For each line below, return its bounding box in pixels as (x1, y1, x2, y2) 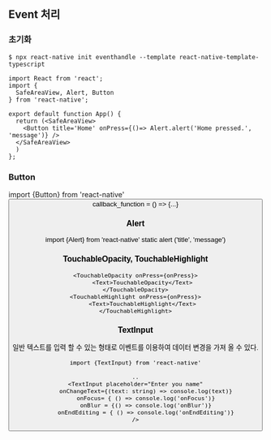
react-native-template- (179, 53, 260, 61)
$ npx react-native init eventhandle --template (8, 53, 176, 61)
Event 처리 (8, 7, 61, 22)
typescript (8, 60, 45, 68)
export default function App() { (8, 110, 122, 118)
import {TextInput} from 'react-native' (69, 358, 201, 367)
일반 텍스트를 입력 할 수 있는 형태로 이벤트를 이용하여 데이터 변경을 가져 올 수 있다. (12, 343, 259, 352)
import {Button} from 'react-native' (8, 189, 125, 199)
